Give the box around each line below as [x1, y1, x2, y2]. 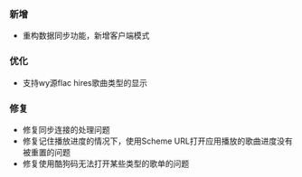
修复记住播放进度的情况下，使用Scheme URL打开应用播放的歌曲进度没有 [22, 135, 293, 146]
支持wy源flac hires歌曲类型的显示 [22, 77, 147, 88]
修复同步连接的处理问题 [22, 124, 110, 135]
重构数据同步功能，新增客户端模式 [22, 30, 150, 42]
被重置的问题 [22, 146, 71, 157]
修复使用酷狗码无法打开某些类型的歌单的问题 [22, 158, 190, 169]
